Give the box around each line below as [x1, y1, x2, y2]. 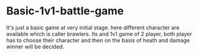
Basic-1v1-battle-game [6, 4, 124, 18]
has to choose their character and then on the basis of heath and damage [6, 36, 190, 44]
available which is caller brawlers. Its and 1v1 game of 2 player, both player [6, 30, 193, 37]
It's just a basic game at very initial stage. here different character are [6, 24, 180, 31]
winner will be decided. [6, 43, 65, 50]
